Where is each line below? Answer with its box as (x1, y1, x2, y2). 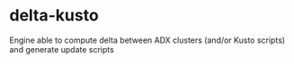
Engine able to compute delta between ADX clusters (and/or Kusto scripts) (9, 35, 286, 45)
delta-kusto (9, 5, 99, 26)
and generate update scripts (9, 44, 114, 54)
